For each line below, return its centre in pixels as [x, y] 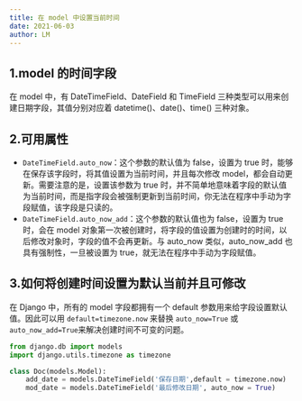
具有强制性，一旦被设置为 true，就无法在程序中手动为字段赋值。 [142, 252]
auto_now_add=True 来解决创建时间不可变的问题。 [99, 329]
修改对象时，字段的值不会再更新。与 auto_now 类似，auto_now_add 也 [161, 241]
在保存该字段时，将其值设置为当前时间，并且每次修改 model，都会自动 [154, 173]
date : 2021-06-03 [42, 26]
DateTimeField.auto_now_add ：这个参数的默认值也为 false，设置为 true [153, 219]
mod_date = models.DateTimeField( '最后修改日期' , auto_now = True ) [151, 388]
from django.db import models [66, 346]
